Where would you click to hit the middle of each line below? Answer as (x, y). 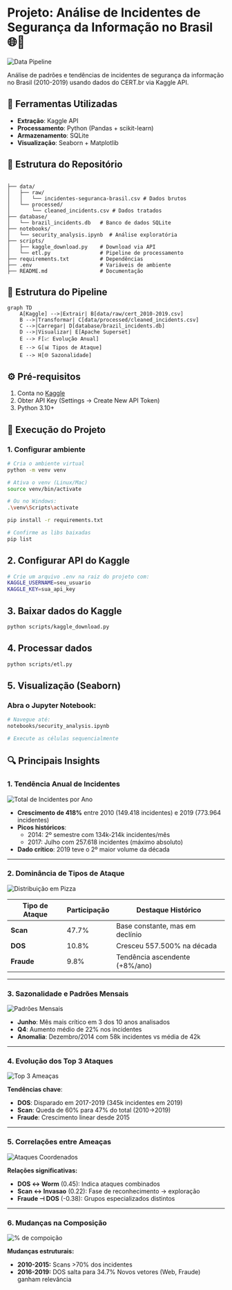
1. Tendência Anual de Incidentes (64, 784)
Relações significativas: (42, 1170)
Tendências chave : (35, 1090)
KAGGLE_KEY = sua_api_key (41, 589)
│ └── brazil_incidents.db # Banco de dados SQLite (89, 222)
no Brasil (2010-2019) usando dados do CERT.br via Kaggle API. (98, 82)
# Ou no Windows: (32, 501)
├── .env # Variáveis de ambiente (89, 265)
